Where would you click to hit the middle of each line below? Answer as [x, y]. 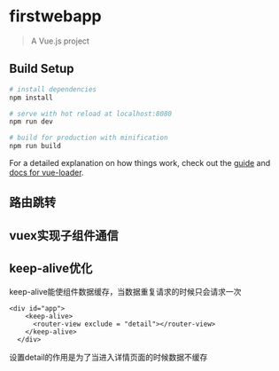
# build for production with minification [89, 138]
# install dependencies [53, 89]
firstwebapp [55, 16]
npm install [31, 98]
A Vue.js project [60, 41]
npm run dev [31, 122]
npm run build [35, 146]
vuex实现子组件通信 [64, 236]
